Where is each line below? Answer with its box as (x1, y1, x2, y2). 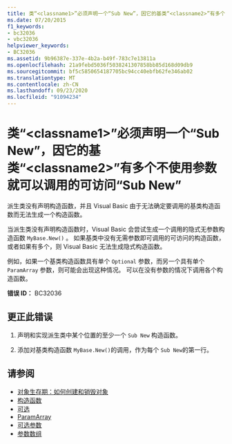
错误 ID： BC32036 (7, 288, 62, 297)
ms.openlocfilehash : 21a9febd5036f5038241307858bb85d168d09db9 (7, 62, 193, 68)
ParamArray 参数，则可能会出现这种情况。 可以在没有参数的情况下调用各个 (7, 266, 217, 274)
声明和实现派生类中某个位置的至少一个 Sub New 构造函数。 (17, 331, 182, 339)
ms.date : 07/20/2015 (7, 17, 67, 24)
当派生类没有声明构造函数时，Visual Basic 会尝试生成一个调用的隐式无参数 (7, 225, 219, 233)
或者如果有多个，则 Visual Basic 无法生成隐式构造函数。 (7, 242, 166, 250)
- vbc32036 (7, 36, 39, 43)
